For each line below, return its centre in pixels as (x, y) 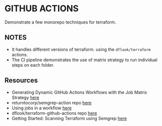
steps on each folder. (33, 65)
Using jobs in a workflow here (41, 108)
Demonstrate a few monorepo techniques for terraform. (61, 22)
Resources (21, 81)
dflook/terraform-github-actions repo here (54, 113)
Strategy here (25, 97)
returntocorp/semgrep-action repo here (51, 102)
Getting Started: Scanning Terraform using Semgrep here (69, 118)
